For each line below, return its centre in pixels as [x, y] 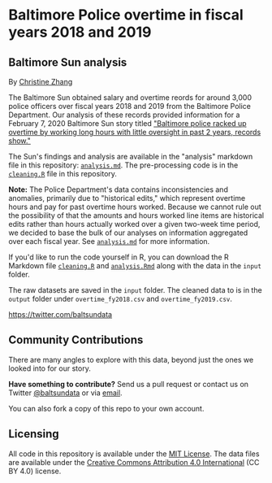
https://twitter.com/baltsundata [60, 314]
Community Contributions [76, 340]
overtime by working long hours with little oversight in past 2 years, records [135, 132]
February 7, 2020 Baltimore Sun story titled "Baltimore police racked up [127, 123]
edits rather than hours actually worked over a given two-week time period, [134, 224]
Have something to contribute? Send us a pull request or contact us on [129, 384]
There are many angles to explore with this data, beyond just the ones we [131, 359]
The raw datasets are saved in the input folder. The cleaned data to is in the [135, 290]
